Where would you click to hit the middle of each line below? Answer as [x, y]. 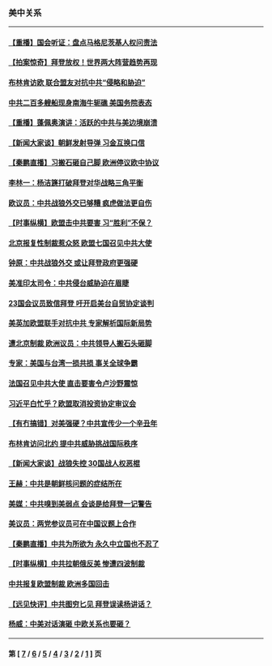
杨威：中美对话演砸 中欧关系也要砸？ [70, 624]
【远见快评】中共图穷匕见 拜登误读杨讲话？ [80, 604]
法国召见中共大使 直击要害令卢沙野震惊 [73, 383]
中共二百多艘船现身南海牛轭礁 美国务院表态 [80, 102]
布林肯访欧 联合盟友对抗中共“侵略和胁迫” [77, 83]
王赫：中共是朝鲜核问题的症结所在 [65, 483]
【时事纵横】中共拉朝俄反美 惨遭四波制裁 [77, 564]
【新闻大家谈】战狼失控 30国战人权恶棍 [74, 463]
